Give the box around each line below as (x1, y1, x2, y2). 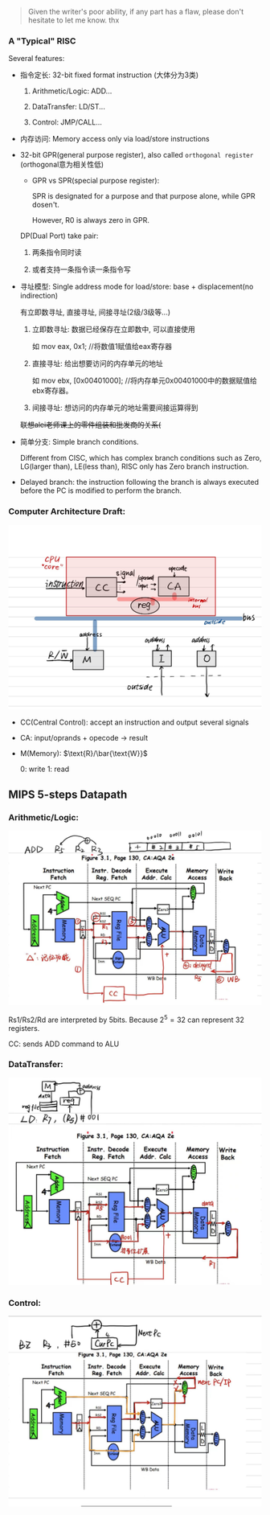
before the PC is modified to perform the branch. (19, 486, 182, 495)
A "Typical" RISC (8, 35, 76, 47)
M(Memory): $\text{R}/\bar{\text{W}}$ (19, 749, 149, 758)
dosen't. (31, 200, 60, 210)
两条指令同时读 (31, 248, 82, 257)
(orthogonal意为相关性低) (19, 160, 104, 170)
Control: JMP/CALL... (31, 117, 103, 127)
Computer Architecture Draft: (8, 506, 126, 517)
